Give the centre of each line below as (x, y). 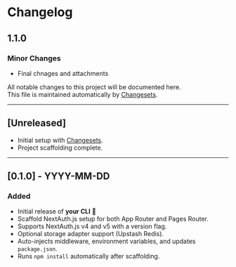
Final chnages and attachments (63, 73)
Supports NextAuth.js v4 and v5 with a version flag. (92, 226)
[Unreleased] (37, 123)
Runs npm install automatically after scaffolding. (88, 256)
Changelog (40, 12)
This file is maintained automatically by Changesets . (83, 94)
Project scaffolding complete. (60, 148)
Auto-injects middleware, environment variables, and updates (106, 241)
